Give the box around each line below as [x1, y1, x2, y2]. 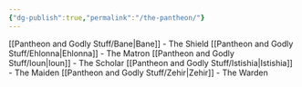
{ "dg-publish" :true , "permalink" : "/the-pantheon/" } [8, 13, 205, 23]
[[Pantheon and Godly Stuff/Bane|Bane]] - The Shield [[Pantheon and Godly [8, 38, 294, 49]
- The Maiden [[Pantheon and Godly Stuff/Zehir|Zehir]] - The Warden [8, 67, 268, 78]
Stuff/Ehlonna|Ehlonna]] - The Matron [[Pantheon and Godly [8, 47, 234, 59]
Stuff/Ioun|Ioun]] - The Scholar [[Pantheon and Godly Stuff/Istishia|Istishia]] [8, 57, 293, 68]
